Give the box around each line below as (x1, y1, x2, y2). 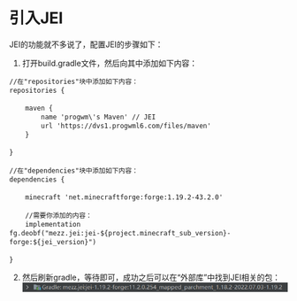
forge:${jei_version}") (9, 237, 97, 246)
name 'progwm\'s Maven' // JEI (41, 112, 156, 121)
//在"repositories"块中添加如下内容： (9, 77, 139, 86)
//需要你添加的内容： (25, 211, 93, 220)
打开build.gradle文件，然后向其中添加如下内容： (21, 58, 197, 68)
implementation (25, 220, 81, 228)
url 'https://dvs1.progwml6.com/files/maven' (41, 121, 212, 130)
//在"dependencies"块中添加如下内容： (9, 166, 139, 175)
